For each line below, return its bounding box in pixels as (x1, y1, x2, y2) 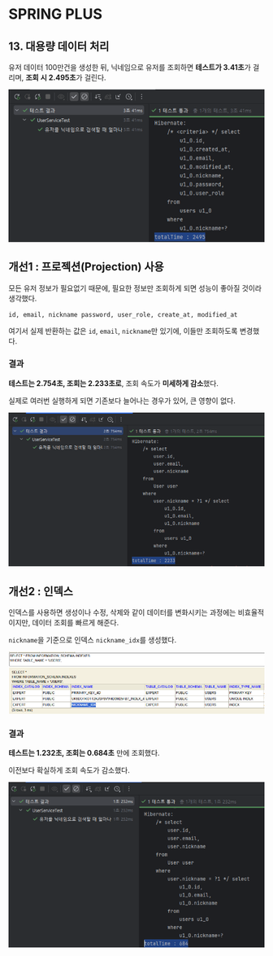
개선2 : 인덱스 (8, 584, 73, 599)
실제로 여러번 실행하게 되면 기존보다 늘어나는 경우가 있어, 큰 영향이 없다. (8, 396, 236, 406)
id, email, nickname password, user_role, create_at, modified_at (8, 310, 238, 318)
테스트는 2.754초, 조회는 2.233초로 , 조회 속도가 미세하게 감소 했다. (8, 378, 219, 388)
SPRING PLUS (8, 5, 103, 24)
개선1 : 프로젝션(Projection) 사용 (8, 260, 164, 274)
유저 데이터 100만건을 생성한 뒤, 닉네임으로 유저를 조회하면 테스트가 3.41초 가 (8, 63, 252, 72)
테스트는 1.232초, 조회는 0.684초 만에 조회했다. (8, 748, 160, 757)
